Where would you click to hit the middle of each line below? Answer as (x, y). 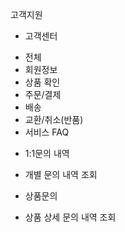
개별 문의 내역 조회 (61, 174)
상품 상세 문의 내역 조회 (70, 217)
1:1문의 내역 (47, 153)
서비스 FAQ (47, 132)
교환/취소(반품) (54, 119)
